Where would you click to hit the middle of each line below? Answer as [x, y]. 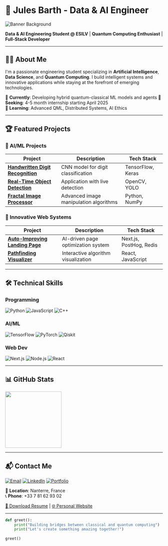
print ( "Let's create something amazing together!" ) [69, 529]
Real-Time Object [29, 181]
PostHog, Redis [140, 245]
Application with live [85, 181]
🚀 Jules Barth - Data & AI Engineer [77, 10]
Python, [134, 196]
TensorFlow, [139, 167]
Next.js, [130, 238]
